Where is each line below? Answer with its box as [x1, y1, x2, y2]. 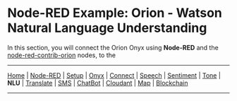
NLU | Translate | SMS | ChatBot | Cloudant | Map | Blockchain [7, 78, 188, 87]
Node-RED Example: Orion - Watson [7, 5, 222, 21]
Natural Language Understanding [7, 20, 207, 36]
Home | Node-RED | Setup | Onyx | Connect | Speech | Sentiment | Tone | [7, 71, 221, 79]
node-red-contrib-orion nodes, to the [7, 51, 116, 59]
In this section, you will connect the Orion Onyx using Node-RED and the [7, 43, 219, 52]
